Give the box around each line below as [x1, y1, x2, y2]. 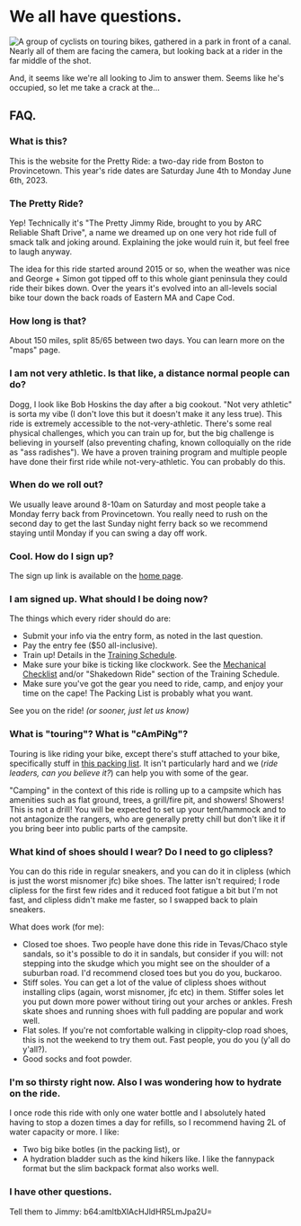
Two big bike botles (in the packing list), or [22, 1144, 181, 1155]
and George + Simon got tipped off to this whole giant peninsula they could [9, 272, 288, 284]
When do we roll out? [9, 478, 103, 491]
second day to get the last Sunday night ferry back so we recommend [9, 518, 268, 529]
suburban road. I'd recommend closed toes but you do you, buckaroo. [22, 968, 283, 978]
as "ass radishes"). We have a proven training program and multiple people [9, 447, 288, 458]
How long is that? [9, 315, 87, 327]
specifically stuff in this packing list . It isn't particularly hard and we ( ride [9, 758, 279, 768]
